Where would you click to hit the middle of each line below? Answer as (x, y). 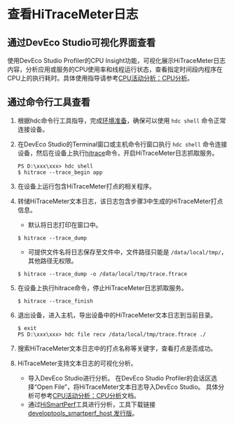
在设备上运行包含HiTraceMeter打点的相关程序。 (86, 186)
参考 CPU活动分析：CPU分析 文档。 (90, 395)
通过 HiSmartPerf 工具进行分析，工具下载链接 (92, 404)
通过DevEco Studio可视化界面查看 (82, 42)
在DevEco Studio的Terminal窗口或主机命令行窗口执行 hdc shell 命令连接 (122, 144)
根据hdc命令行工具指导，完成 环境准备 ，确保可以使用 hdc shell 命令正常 (122, 121)
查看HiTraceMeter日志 (73, 14)
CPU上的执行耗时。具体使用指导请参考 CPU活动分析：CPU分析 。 (101, 78)
